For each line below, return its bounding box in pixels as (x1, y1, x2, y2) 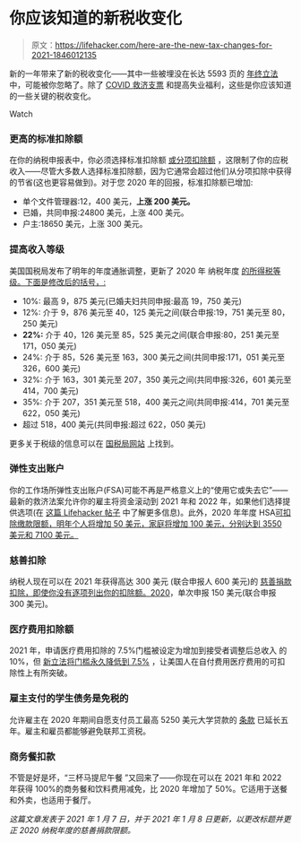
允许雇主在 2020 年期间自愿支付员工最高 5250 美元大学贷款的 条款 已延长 (9, 714, 281, 725)
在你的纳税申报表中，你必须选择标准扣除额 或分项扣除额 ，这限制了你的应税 (9, 154, 288, 166)
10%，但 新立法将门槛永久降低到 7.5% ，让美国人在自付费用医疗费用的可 (9, 656, 278, 667)
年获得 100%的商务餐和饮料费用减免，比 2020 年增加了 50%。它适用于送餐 (9, 784, 288, 795)
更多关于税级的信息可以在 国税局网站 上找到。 (9, 438, 179, 448)
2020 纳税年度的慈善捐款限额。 (19, 825, 136, 836)
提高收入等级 (9, 243, 65, 256)
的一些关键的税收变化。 (9, 91, 96, 101)
